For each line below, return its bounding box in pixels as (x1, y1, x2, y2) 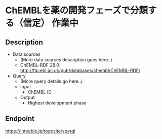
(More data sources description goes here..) (20, 57, 112, 62)
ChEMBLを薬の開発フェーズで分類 (5, 5, 148, 16)
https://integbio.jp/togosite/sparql (5, 128, 75, 134)
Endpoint (5, 115, 34, 123)
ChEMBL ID (27, 89, 52, 95)
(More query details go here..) (20, 78, 83, 84)
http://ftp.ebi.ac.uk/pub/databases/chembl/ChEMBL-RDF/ (20, 67, 141, 74)
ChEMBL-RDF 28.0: (20, 62, 61, 68)
